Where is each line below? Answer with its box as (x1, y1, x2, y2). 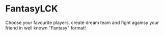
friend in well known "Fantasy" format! (5, 24, 86, 30)
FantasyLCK (5, 3, 58, 14)
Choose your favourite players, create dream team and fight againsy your (5, 19, 159, 25)
